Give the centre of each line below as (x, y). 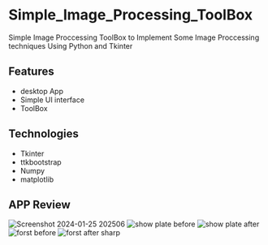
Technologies (44, 134)
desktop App (41, 91)
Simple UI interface (52, 100)
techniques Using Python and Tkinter (71, 45)
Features (31, 72)
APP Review (39, 204)
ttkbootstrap (41, 162)
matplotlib (37, 179)
